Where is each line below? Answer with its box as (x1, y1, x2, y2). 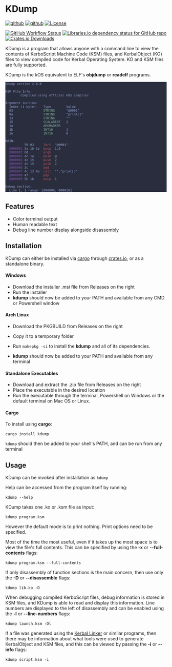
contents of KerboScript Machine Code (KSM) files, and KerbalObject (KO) (5, 51, 162, 57)
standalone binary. (5, 260, 45, 267)
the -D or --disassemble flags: (5, 575, 71, 581)
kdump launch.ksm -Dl (5, 621, 52, 626)
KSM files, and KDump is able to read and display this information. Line (5, 600, 155, 606)
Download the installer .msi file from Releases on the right (12, 284, 135, 290)
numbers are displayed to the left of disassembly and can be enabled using (5, 605, 164, 612)
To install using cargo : (5, 421, 52, 427)
